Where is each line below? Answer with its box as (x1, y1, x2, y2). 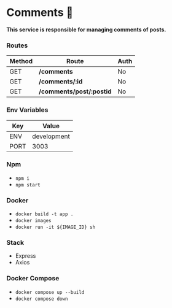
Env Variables (6, 106, 49, 114)
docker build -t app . (15, 211, 74, 217)
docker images (15, 218, 52, 224)
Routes (6, 41, 28, 50)
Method (9, 57, 33, 66)
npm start (15, 182, 41, 188)
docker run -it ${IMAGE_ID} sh (15, 224, 96, 231)
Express (15, 252, 36, 260)
